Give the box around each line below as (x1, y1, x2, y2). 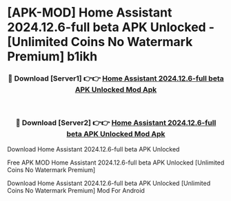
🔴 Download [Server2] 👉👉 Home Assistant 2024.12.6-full (15, 118, 217, 128)
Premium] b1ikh (7, 49, 98, 65)
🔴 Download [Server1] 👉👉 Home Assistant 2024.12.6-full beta (8, 74, 224, 83)
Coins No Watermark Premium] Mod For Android (7, 186, 145, 194)
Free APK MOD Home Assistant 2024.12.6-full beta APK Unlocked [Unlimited (7, 158, 225, 167)
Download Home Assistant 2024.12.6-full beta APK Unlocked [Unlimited (7, 179, 211, 187)
